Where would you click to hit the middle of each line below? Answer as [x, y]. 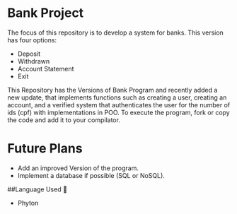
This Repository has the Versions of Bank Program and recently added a [112, 90]
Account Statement [46, 69]
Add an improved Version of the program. [78, 168]
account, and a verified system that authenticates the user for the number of [119, 105]
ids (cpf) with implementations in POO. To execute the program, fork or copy [118, 112]
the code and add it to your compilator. [64, 120]
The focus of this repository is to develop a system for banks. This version [116, 32]
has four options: [32, 40]
